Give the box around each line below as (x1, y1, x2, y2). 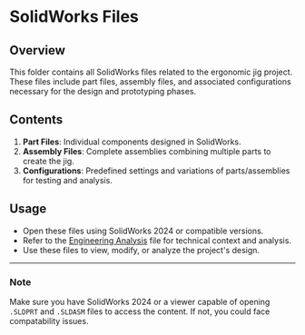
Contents (9, 112, 64, 128)
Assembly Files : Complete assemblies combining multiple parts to (22, 145, 271, 156)
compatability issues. (9, 315, 89, 326)
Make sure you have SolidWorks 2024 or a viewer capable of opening (9, 296, 271, 307)
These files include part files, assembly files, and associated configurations (9, 76, 292, 87)
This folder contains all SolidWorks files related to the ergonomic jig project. (9, 66, 293, 77)
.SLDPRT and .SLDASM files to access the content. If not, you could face (9, 306, 271, 317)
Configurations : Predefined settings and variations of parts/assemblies (22, 165, 290, 176)
